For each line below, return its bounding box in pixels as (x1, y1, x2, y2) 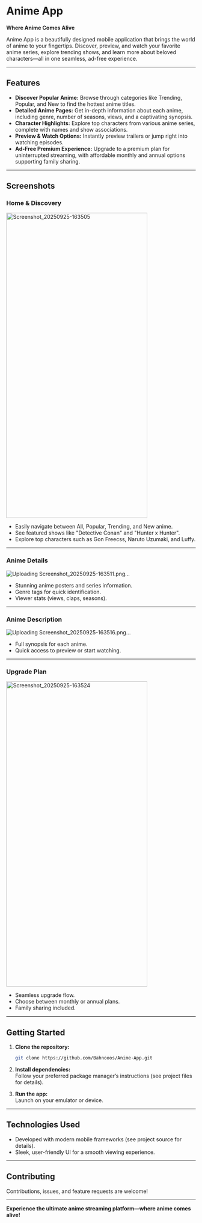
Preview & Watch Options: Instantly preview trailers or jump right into (14, 132, 188, 139)
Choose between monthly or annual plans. (14, 998, 120, 1005)
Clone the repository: (14, 1043, 70, 1050)
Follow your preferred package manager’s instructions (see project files (14, 1072, 192, 1080)
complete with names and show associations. (14, 126, 128, 133)
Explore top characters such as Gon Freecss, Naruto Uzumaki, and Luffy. (14, 536, 196, 543)
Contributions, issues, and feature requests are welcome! (6, 1188, 148, 1195)
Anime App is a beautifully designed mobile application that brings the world (6, 35, 195, 43)
